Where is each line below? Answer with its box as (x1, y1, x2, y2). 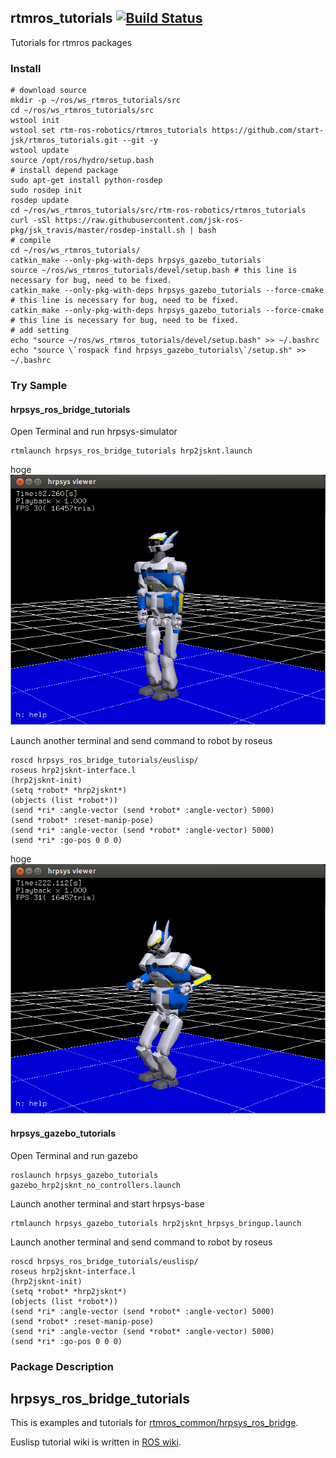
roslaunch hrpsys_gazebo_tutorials (10, 1170, 159, 1180)
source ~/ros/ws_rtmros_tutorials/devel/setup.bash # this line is (10, 266, 298, 276)
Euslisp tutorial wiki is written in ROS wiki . (10, 1436, 182, 1448)
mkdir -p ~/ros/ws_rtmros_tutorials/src (10, 96, 182, 106)
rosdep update (10, 196, 70, 206)
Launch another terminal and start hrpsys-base (10, 1197, 205, 1210)
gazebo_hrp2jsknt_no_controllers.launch (10, 1180, 182, 1190)
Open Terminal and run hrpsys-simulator (10, 426, 178, 438)
